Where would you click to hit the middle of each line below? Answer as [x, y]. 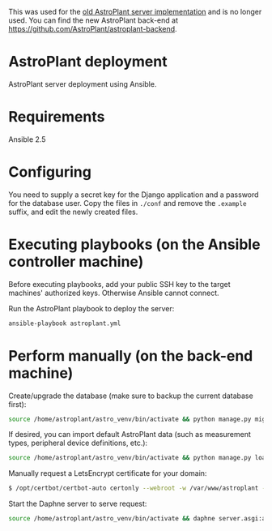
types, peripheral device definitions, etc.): [78, 443]
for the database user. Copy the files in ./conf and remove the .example [127, 203]
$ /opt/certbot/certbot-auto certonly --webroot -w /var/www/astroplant [134, 488]
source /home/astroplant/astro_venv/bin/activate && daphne [112, 519]
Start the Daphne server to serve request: [78, 504]
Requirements [57, 117]
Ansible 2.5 [27, 139]
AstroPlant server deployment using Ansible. [83, 84]
